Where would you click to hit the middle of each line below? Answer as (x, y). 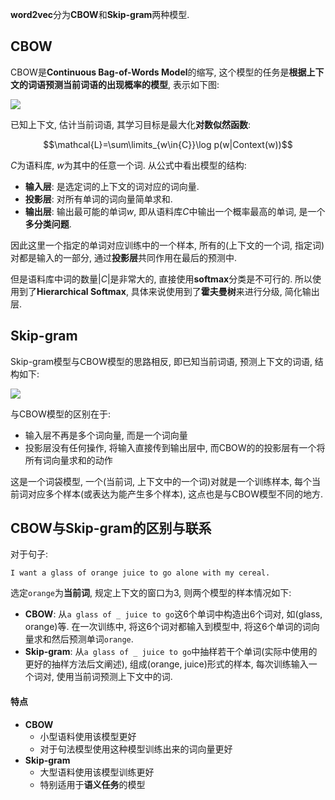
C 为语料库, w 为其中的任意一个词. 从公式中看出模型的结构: (128, 165)
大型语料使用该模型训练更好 (97, 772)
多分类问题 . (48, 224)
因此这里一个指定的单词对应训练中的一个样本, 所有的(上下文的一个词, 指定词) (167, 245)
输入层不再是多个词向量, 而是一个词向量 (106, 435)
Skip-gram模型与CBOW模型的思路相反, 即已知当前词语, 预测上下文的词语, (161, 361)
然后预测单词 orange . (92, 639)
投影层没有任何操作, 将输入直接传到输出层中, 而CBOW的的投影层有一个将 (175, 447)
